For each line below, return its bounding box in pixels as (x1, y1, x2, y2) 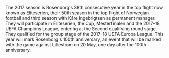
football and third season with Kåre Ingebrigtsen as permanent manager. (5, 15, 156, 21)
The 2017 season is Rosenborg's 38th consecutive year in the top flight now (5, 5, 163, 10)
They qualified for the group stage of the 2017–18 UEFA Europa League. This (5, 31, 164, 37)
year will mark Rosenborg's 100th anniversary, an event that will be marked (5, 36, 161, 42)
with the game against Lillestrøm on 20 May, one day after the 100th (5, 42, 147, 47)
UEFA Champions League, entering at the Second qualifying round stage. (5, 26, 157, 32)
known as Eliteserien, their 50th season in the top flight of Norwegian (5, 10, 149, 16)
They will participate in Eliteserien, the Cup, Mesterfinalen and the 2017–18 (5, 20, 160, 26)
